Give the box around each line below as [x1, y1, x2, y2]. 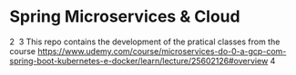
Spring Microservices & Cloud [9, 6, 240, 27]
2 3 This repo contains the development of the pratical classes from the [9, 36, 281, 47]
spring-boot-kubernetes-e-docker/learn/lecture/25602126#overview [9, 55, 269, 66]
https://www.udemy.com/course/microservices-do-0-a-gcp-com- [37, 45, 287, 56]
